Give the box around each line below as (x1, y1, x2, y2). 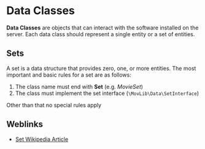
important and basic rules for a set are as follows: (6, 71, 132, 78)
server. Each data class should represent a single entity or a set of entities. (6, 30, 195, 37)
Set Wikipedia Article (15, 136, 69, 143)
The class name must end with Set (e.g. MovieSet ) (15, 83, 143, 90)
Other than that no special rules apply (6, 101, 102, 109)
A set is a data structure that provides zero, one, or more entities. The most (6, 64, 196, 72)
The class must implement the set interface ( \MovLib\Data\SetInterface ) (15, 90, 199, 97)
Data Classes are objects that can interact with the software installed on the (6, 24, 199, 31)
